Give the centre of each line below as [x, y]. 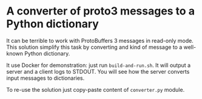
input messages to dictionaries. [45, 78]
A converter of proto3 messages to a [101, 11]
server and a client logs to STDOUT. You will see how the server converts [98, 71]
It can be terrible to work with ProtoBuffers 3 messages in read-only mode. [100, 40]
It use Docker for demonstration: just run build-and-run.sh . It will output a [99, 65]
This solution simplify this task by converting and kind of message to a [94, 47]
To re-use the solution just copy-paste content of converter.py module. [96, 89]
